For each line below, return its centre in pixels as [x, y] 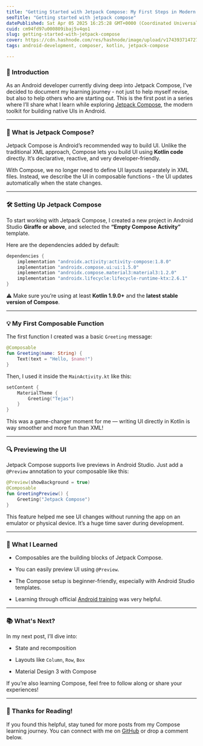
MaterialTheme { [38, 393]
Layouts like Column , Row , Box [50, 660]
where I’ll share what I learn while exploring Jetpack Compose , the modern [100, 105]
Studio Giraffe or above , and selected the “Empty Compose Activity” [94, 226]
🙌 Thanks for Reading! [40, 711]
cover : [14, 40]
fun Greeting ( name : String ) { [44, 354]
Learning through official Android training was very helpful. [88, 599]
